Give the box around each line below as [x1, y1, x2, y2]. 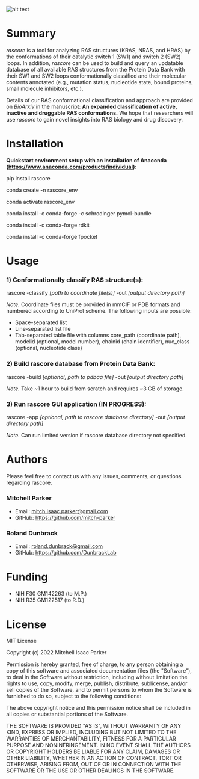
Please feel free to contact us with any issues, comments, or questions [6, 472, 182, 479]
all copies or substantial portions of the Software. [6, 710, 128, 718]
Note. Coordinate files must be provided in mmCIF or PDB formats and [6, 301, 180, 308]
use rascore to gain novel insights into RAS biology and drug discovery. [6, 115, 183, 123]
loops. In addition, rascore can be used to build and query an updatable [6, 59, 183, 66]
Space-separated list [14, 319, 67, 326]
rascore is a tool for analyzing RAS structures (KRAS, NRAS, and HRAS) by [6, 46, 191, 54]
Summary [6, 27, 56, 40]
